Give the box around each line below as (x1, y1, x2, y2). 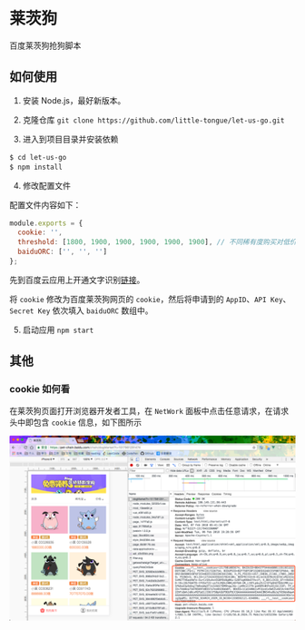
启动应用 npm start (22, 324, 94, 335)
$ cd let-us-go (9, 153, 67, 162)
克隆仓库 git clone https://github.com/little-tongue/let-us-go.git (22, 114, 285, 125)
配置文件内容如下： (9, 199, 82, 210)
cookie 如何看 (9, 383, 71, 396)
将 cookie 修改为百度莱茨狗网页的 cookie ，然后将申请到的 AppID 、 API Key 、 (9, 293, 291, 304)
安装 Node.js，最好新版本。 (22, 94, 126, 105)
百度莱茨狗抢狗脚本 (9, 40, 82, 51)
